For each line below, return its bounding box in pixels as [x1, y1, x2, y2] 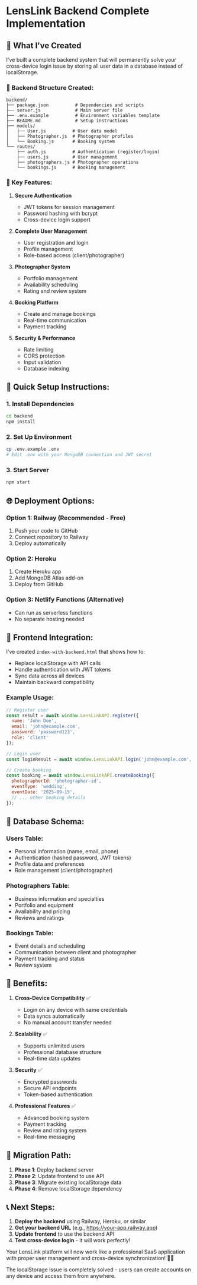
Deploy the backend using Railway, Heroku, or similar [14, 1218, 146, 1225]
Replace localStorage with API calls [14, 660, 101, 667]
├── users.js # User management [17, 154, 118, 160]
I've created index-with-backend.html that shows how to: [6, 648, 146, 656]
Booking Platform [14, 299, 59, 306]
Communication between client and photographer [14, 948, 137, 955]
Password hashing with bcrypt [23, 210, 98, 217]
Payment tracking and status [14, 955, 85, 962]
